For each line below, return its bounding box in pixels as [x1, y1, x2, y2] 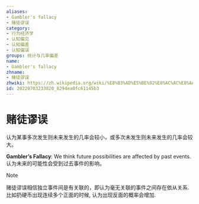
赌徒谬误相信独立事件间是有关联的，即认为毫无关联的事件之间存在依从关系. [6, 184, 190, 191]
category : [6, 25, 31, 31]
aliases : [6, 8, 28, 15]
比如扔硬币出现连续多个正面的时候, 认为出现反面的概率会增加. [6, 191, 156, 198]
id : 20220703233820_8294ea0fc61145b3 [6, 86, 99, 92]
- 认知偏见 [6, 36, 30, 42]
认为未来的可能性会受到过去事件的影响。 [6, 160, 105, 167]
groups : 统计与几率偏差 [6, 53, 59, 59]
